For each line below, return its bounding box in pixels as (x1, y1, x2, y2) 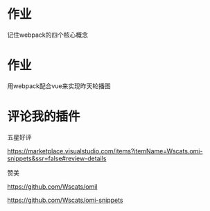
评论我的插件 (7, 109, 81, 125)
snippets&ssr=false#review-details (7, 154, 107, 162)
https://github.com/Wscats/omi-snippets (7, 196, 123, 204)
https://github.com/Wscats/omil (7, 182, 98, 191)
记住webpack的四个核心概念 (7, 31, 89, 39)
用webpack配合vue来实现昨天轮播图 (7, 81, 111, 90)
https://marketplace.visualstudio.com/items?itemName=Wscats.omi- (7, 146, 203, 155)
